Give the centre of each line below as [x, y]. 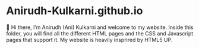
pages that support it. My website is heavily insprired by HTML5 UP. [89, 40]
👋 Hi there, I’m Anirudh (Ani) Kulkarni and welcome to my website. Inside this [100, 27]
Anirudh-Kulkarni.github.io [75, 11]
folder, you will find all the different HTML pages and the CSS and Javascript [100, 33]
